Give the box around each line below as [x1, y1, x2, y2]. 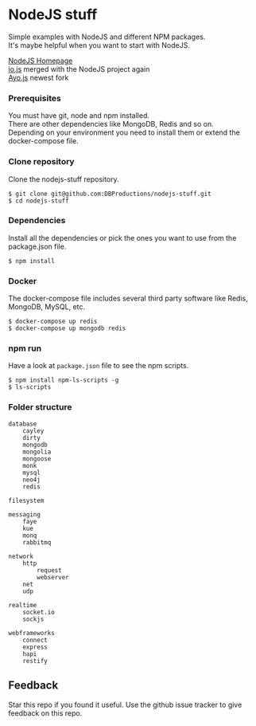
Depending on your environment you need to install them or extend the [8, 128, 240, 137]
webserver [37, 573, 69, 581]
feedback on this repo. [8, 708, 83, 718]
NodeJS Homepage [8, 56, 73, 65]
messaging [8, 510, 41, 519]
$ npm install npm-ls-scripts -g [8, 376, 119, 384]
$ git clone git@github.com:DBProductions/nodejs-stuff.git [8, 190, 212, 198]
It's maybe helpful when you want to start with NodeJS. [8, 40, 191, 49]
